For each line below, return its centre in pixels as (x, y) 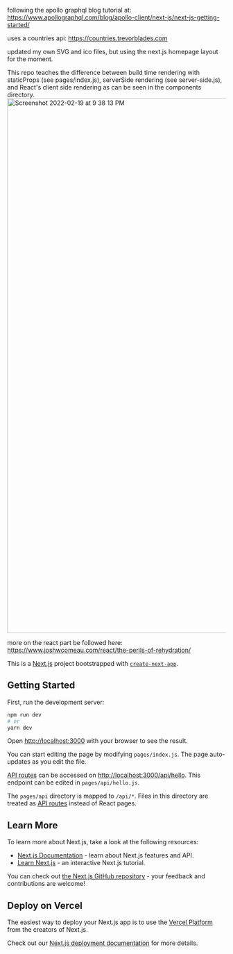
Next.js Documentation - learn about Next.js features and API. (105, 855)
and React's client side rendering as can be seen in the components (104, 87)
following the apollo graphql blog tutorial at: (69, 10)
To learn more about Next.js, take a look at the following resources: (103, 842)
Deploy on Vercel (45, 905)
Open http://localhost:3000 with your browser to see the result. (98, 741)
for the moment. (30, 59)
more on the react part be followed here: (65, 643)
